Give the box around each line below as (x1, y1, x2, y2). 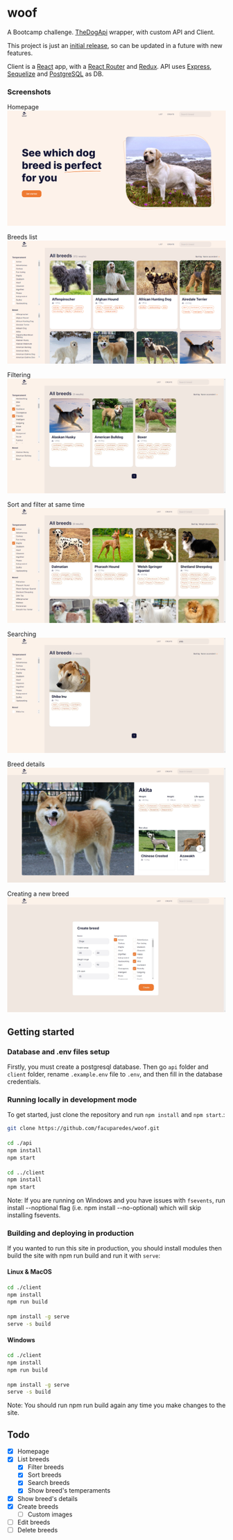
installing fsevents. (7, 1211, 61, 1219)
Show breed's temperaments (27, 1486, 111, 1495)
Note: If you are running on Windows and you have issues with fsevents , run (7, 1196, 225, 1205)
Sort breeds (27, 1470, 62, 1479)
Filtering (7, 370, 31, 379)
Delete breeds (17, 1525, 58, 1534)
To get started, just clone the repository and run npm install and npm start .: (7, 1111, 225, 1119)
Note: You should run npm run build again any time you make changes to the (7, 1401, 226, 1410)
